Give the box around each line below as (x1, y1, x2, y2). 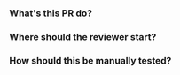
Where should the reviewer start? (9, 30, 157, 42)
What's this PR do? (9, 7, 93, 19)
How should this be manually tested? (9, 54, 172, 66)
